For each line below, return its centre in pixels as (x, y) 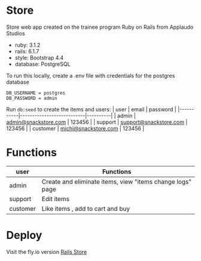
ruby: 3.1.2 (28, 45)
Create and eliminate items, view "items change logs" (117, 181)
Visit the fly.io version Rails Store (47, 251)
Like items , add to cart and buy (86, 208)
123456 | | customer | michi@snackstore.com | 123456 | (75, 128)
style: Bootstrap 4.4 (39, 57)
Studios (16, 33)
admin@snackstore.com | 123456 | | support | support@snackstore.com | (97, 122)
